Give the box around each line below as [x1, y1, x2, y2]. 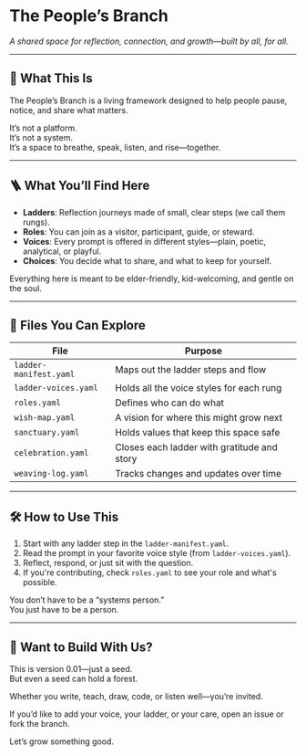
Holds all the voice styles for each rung [115, 382, 282, 394]
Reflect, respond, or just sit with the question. [22, 558, 194, 569]
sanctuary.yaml [14, 427, 80, 438]
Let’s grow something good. [9, 736, 114, 747]
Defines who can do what [115, 396, 225, 409]
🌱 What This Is [9, 70, 93, 87]
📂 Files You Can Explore [9, 317, 146, 333]
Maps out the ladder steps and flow [115, 363, 267, 376]
